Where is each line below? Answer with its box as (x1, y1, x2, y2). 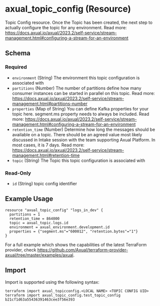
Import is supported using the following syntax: (5, 279, 100, 285)
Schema (5, 49, 31, 57)
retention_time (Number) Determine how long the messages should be (12, 126, 156, 132)
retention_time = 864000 (9, 216, 60, 221)
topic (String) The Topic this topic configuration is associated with (12, 157, 145, 163)
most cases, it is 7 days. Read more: (12, 142, 85, 148)
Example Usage (5, 195, 53, 203)
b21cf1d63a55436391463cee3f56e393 (5, 297, 75, 302)
